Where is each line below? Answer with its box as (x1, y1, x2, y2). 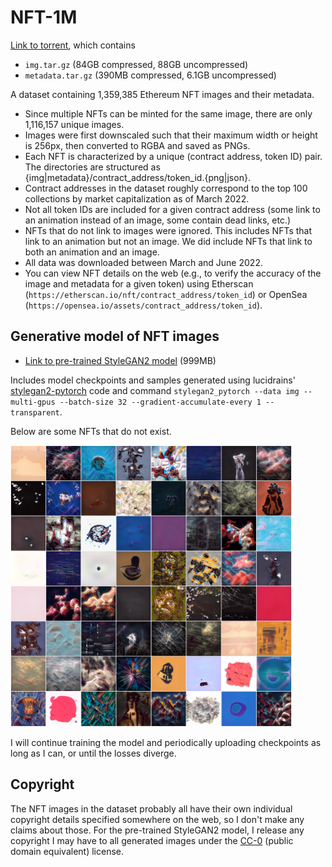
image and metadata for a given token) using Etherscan (24, 277, 254, 290)
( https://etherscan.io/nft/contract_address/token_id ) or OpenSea (24, 288, 308, 300)
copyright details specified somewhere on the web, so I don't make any (10, 813, 305, 825)
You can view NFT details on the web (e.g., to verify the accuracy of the (24, 267, 322, 279)
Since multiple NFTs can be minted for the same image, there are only (24, 107, 313, 120)
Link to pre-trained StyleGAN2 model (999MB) (24, 354, 217, 366)
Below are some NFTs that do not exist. (10, 425, 172, 437)
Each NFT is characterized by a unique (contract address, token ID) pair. (24, 150, 323, 162)
